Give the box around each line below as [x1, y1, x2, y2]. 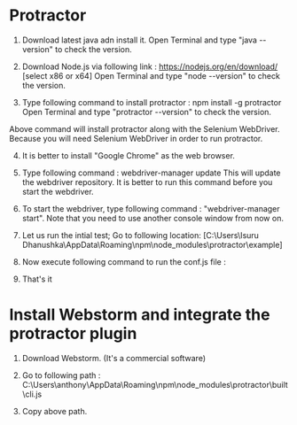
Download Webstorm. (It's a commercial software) [21, 352, 207, 363]
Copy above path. [21, 406, 88, 416]
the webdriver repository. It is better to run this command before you [21, 176, 273, 187]
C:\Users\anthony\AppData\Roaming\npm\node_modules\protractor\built [21, 379, 288, 390]
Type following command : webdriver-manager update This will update [21, 167, 281, 178]
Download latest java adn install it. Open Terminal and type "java [21, 35, 257, 45]
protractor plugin [9, 324, 137, 344]
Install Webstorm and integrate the [9, 305, 270, 325]
